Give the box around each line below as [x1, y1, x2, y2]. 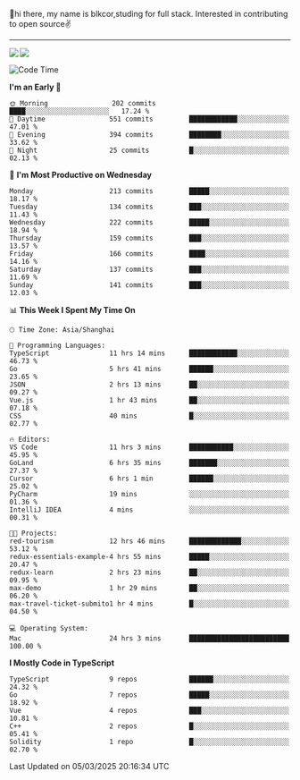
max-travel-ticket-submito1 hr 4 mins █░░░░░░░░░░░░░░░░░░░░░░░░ [9, 599, 290, 608]
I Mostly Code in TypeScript [9, 657, 114, 668]
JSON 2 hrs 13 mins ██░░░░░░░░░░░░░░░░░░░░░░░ [9, 380, 290, 389]
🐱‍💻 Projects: [9, 529, 58, 538]
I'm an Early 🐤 [9, 81, 62, 92]
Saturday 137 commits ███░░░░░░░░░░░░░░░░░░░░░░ [9, 265, 290, 274]
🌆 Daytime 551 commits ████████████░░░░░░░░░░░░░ [9, 114, 290, 123]
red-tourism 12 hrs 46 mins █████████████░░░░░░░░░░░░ [9, 537, 290, 546]
